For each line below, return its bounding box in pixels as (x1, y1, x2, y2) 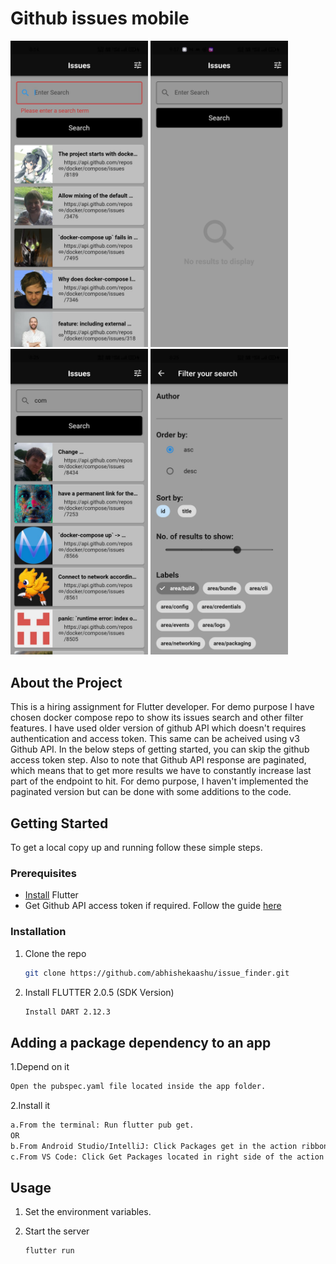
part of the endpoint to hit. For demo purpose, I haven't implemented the (10, 775, 309, 787)
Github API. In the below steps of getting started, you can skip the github (10, 743, 310, 756)
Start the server (24, 1225, 90, 1237)
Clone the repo (24, 947, 87, 959)
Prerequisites (10, 866, 77, 880)
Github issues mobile (10, 7, 190, 30)
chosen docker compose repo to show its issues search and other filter (10, 712, 304, 724)
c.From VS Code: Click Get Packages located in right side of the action (10, 1152, 325, 1162)
